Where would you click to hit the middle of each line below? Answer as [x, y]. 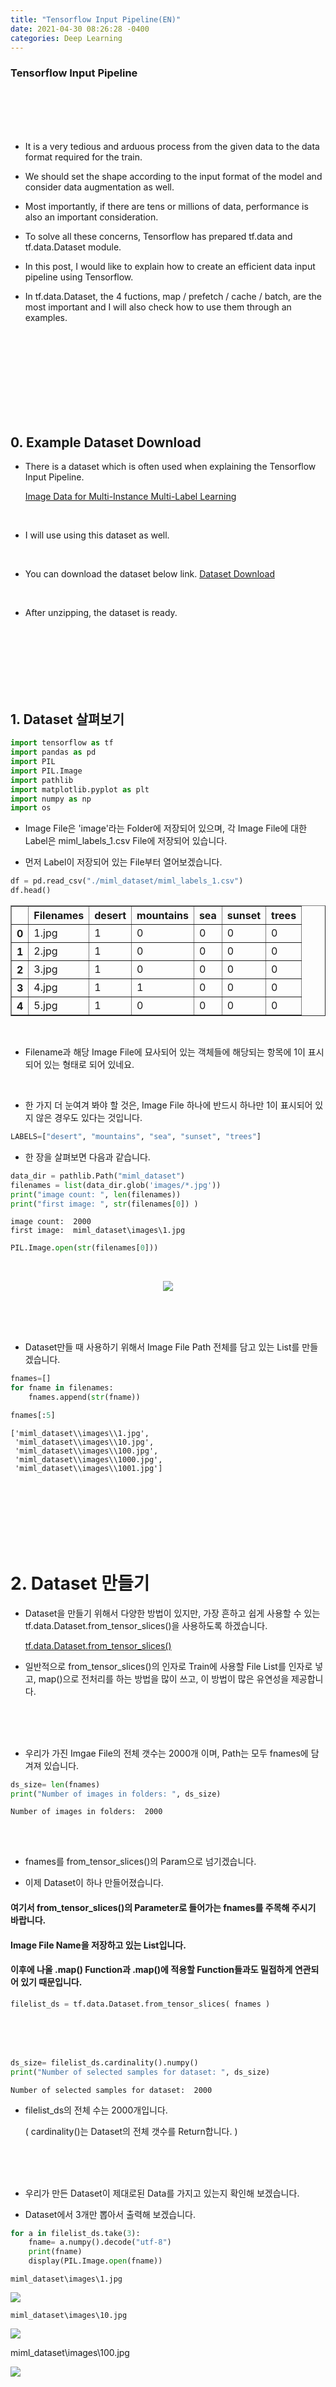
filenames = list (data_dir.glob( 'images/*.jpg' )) [116, 1185]
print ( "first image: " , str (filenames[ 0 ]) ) [104, 1204]
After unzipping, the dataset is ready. [101, 613]
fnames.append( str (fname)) [84, 1397]
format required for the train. [83, 157]
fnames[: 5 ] [33, 1415]
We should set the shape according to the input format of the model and [173, 176]
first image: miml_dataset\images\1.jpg [98, 1231]
